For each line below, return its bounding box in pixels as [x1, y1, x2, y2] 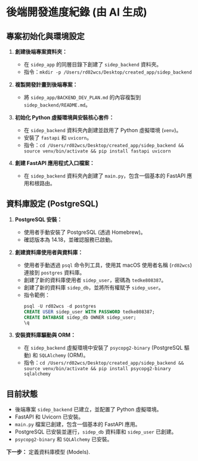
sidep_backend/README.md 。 [23, 101, 91, 108]
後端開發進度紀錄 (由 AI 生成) [6, 5, 147, 19]
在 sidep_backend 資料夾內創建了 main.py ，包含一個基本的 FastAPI [23, 172, 186, 179]
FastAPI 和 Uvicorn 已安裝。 [14, 413, 84, 420]
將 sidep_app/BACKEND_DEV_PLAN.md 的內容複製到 [23, 94, 141, 100]
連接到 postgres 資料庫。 [23, 268, 85, 276]
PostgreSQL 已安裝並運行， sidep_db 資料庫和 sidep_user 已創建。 [14, 428, 177, 435]
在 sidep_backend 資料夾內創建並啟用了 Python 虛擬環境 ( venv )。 [23, 127, 182, 133]
